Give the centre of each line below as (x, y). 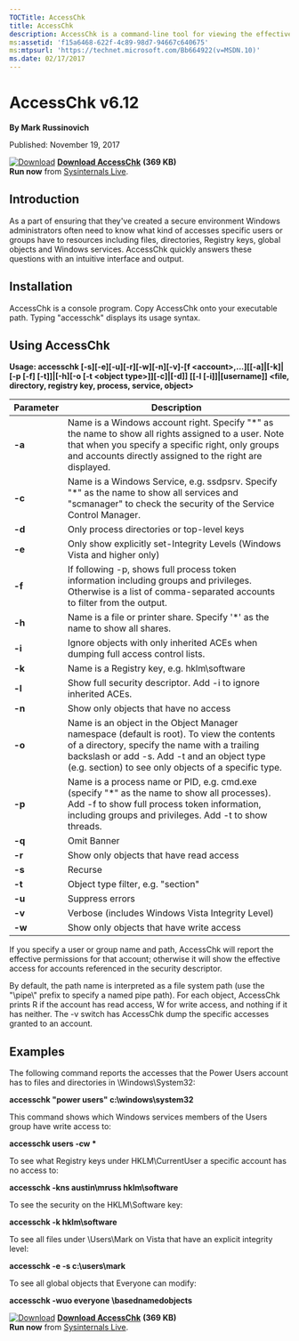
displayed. (89, 467)
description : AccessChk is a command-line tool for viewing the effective (151, 34)
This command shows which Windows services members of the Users (138, 1117)
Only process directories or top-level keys (156, 529)
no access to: (34, 1170)
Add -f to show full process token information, (164, 804)
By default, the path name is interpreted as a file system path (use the (137, 986)
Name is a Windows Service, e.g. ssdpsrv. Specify (172, 481)
